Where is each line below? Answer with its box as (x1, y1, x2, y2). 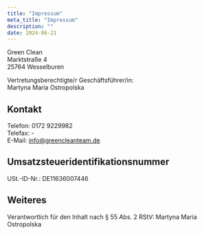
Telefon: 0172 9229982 (7, 122, 73, 130)
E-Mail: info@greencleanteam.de (7, 136, 101, 145)
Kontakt (7, 103, 43, 115)
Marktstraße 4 (7, 56, 47, 64)
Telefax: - (7, 129, 34, 138)
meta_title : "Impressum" (7, 17, 78, 23)
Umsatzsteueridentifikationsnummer (7, 156, 170, 168)
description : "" (7, 23, 54, 30)
